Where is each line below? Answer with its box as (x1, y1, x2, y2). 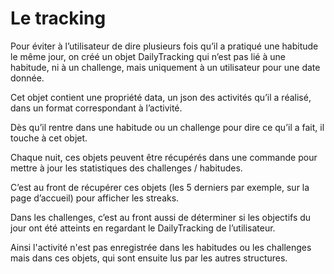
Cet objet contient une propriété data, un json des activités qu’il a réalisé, (10, 91, 312, 103)
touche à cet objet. (10, 132, 88, 144)
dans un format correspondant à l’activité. (10, 102, 183, 114)
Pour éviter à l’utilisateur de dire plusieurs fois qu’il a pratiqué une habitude (10, 40, 319, 52)
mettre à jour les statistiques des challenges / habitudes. (10, 162, 243, 174)
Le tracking (10, 7, 107, 30)
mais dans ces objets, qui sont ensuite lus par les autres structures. (10, 252, 288, 264)
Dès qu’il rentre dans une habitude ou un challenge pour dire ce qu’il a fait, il (10, 121, 325, 133)
